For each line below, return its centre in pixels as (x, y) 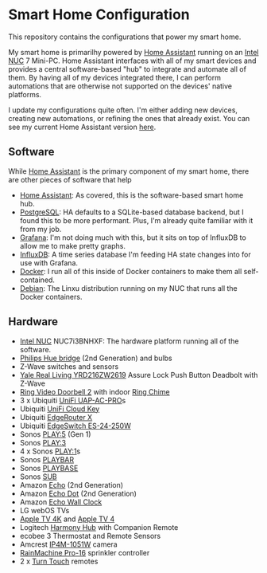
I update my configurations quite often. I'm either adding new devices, (123, 110)
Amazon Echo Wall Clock (61, 502)
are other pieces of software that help (70, 179)
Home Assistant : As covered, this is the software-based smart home (132, 195)
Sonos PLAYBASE (49, 468)
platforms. (25, 94)
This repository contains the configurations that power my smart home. (125, 37)
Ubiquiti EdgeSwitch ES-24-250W (75, 426)
